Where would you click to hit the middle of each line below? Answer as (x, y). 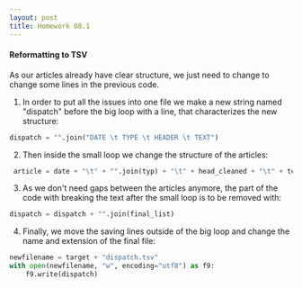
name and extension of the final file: (89, 241)
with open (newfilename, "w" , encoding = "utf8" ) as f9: (112, 266)
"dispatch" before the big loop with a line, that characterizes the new (150, 111)
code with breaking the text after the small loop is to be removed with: (151, 198)
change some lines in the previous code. (84, 84)
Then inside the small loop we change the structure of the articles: (145, 155)
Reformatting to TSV (49, 55)
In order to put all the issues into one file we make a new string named (152, 102)
